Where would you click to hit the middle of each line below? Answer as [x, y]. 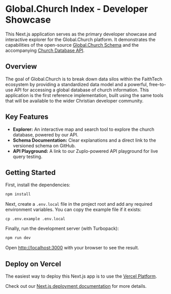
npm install [18, 194]
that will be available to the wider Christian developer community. [74, 101]
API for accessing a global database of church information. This [81, 90]
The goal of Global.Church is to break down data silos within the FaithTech [84, 79]
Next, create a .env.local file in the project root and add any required [79, 204]
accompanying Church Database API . [45, 50]
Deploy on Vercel [33, 264]
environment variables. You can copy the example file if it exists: [73, 210]
